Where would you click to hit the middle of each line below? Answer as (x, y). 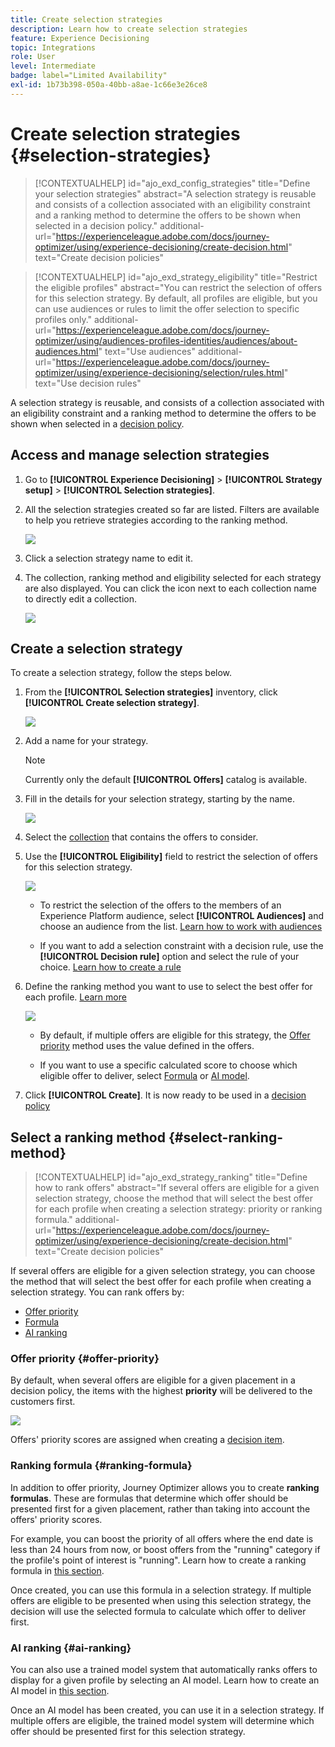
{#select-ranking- (225, 1137)
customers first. (43, 1402)
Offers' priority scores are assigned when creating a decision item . (147, 1440)
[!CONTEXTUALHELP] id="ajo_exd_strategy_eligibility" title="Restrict (176, 277)
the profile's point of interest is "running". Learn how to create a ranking (158, 1560)
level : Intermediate (53, 66)
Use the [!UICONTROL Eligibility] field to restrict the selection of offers (171, 857)
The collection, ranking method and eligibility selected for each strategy (173, 577)
